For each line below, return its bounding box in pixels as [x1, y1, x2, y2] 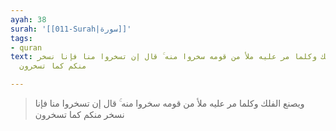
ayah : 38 [10, 14, 47, 25]
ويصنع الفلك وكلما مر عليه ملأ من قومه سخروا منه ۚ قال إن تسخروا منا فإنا [34, 97, 305, 109]
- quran [10, 42, 43, 53]
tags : [10, 33, 33, 43]
